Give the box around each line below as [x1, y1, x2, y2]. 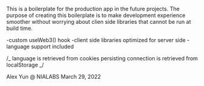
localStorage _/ [6, 61, 44, 68]
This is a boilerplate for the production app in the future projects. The [6, 5, 180, 12]
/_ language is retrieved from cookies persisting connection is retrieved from [6, 55, 198, 62]
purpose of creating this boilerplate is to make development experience [6, 12, 186, 19]
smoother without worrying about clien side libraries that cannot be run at [6, 18, 191, 25]
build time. [6, 24, 33, 32]
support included [30, 43, 74, 50]
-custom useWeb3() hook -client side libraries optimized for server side [6, 37, 186, 43]
